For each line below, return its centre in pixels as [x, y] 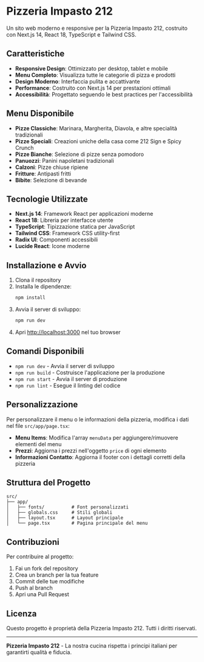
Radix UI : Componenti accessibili [56, 240]
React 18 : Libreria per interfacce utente [64, 220]
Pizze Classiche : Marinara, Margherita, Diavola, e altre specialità [96, 128]
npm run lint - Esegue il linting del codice [68, 385]
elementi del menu [38, 444]
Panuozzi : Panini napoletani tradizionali [64, 160]
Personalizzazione [42, 404]
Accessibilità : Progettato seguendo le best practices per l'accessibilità [104, 94]
